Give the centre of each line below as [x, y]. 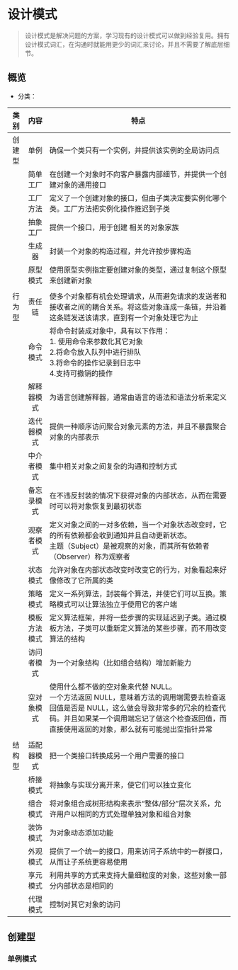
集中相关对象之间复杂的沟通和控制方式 [113, 466]
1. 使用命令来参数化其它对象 [96, 341]
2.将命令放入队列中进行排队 [95, 352]
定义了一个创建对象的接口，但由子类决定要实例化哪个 [138, 198]
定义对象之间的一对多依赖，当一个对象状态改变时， [134, 525]
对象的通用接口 [81, 185]
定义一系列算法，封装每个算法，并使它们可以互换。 [134, 593]
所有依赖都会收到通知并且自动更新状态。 [124, 535]
